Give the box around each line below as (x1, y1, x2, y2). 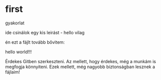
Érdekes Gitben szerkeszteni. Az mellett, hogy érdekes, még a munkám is (5, 58, 156, 64)
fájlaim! (5, 69, 20, 75)
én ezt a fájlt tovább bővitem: (5, 39, 65, 45)
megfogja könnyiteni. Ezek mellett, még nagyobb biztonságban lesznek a (5, 64, 156, 70)
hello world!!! (5, 49, 32, 55)
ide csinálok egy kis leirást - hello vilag (5, 29, 85, 35)
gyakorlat (5, 20, 25, 26)
